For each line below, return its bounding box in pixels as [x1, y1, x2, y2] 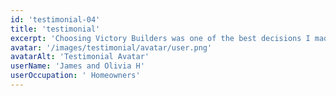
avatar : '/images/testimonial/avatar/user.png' [10, 42, 213, 53]
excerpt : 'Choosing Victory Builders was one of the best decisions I [10, 33, 311, 43]
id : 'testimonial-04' [10, 14, 101, 25]
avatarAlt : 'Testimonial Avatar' [10, 52, 150, 62]
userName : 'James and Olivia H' [10, 61, 145, 71]
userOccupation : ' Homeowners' [10, 71, 141, 81]
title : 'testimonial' [10, 24, 101, 34]
